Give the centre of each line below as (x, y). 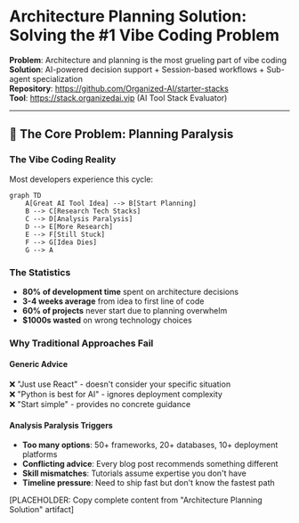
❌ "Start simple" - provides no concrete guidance (100, 405)
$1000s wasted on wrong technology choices (107, 320)
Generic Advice (39, 364)
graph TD (25, 195)
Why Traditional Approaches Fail (81, 343)
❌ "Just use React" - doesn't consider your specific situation (120, 384)
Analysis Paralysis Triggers (61, 425)
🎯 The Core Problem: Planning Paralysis (121, 134)
